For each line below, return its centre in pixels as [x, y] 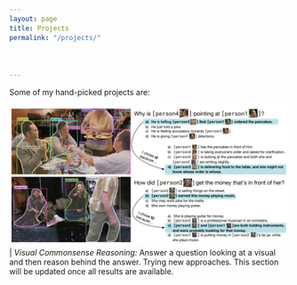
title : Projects [39, 28]
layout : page [33, 19]
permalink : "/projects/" [55, 37]
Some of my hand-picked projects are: [80, 92]
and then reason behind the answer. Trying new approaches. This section [144, 262]
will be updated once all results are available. [92, 271]
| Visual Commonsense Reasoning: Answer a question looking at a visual [142, 252]
